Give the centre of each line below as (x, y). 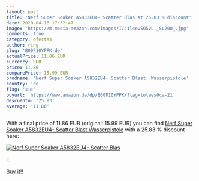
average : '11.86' (28, 106)
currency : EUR (24, 62)
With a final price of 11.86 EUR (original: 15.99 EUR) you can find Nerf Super (99, 123)
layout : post (22, 12)
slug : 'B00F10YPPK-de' (34, 51)
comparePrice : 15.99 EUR (37, 73)
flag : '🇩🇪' (21, 90)
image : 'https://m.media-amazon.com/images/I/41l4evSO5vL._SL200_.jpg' (97, 28)
